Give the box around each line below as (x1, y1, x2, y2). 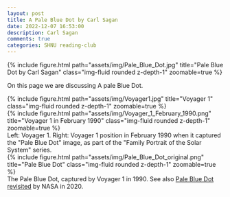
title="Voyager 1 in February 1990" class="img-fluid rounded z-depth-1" (7, 117, 211, 124)
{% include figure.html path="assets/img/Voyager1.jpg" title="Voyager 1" (7, 95, 214, 103)
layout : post (7, 10, 45, 17)
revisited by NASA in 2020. (7, 183, 84, 190)
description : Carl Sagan (7, 29, 78, 36)
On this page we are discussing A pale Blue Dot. (7, 82, 143, 89)
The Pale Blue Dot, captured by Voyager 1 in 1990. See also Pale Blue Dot (7, 175, 214, 183)
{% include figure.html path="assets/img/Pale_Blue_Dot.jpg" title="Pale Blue (7, 61, 224, 69)
